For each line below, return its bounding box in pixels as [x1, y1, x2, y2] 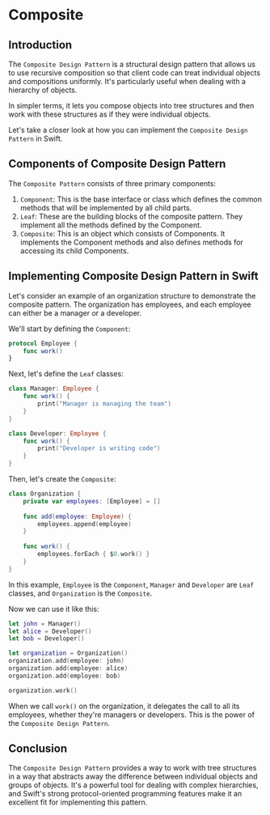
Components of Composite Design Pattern [8, 157, 226, 171]
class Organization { [8, 490, 82, 498]
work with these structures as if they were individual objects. [8, 109, 211, 119]
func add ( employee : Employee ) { [23, 512, 132, 520]
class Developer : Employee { [8, 429, 107, 438]
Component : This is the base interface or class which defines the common [19, 194, 263, 204]
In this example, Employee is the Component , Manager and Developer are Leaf [8, 579, 255, 589]
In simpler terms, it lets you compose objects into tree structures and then [8, 101, 255, 110]
